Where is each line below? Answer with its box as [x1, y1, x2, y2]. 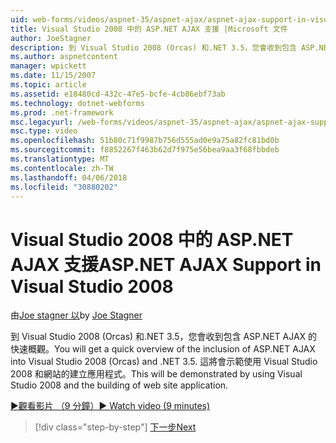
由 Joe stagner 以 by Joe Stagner [10, 309, 143, 321]
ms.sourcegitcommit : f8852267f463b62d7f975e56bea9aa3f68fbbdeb [10, 145, 280, 155]
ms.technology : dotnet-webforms [10, 98, 145, 108]
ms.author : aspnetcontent [10, 52, 118, 62]
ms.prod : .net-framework [10, 107, 114, 118]
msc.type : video [10, 126, 78, 136]
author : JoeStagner [10, 33, 92, 43]
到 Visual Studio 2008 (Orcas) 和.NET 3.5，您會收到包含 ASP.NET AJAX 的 [10, 331, 318, 343]
